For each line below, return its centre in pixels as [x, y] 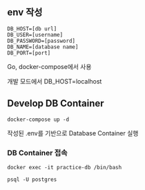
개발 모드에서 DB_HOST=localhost [55, 81]
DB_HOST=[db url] [32, 29]
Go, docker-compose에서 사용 [49, 66]
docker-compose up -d [38, 120]
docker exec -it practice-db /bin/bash [65, 167]
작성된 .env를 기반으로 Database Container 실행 [73, 133]
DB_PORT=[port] [29, 53]
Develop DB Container [56, 103]
